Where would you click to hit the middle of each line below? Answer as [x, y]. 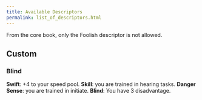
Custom [22, 54]
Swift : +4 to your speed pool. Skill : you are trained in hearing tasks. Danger [101, 84]
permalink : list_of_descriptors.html [54, 18]
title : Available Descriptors [45, 12]
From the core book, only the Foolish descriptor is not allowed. [84, 35]
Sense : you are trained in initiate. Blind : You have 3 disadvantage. [89, 91]
